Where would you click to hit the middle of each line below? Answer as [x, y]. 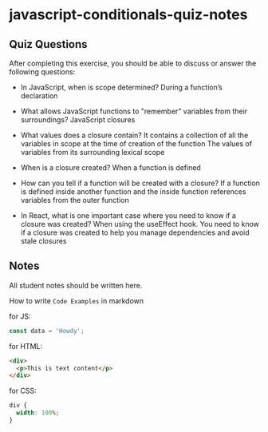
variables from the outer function [75, 200]
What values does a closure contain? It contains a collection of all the [134, 135]
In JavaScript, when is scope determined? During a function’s [121, 87]
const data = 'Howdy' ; [47, 331]
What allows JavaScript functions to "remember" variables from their [134, 111]
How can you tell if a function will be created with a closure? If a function [140, 183]
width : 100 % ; [38, 413]
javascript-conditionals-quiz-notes [128, 15]
